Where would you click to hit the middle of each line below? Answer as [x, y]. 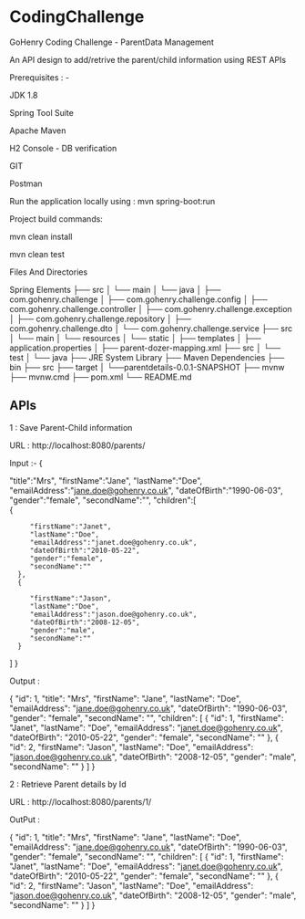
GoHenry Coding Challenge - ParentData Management [112, 42]
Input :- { [26, 463]
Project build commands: [56, 219]
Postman [26, 183]
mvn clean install [41, 236]
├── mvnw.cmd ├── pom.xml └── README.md [101, 377]
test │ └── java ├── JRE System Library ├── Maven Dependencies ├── [147, 357]
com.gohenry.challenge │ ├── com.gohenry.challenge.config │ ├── [139, 299]
